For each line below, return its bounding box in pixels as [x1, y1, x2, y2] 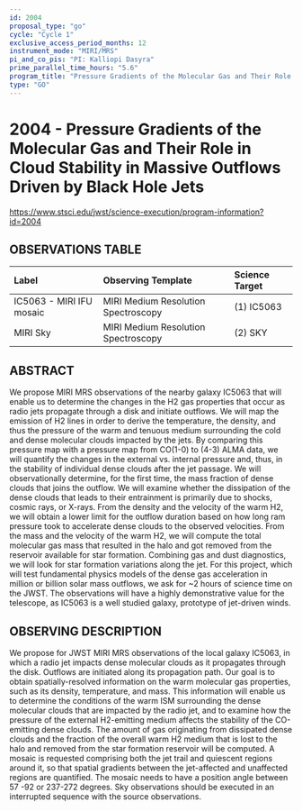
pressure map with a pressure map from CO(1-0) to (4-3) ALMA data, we [9, 444, 279, 455]
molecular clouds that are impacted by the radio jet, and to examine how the [9, 705, 291, 715]
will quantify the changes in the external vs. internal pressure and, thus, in [9, 454, 283, 465]
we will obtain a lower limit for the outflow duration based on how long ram [9, 511, 286, 523]
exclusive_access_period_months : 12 [9, 38, 147, 48]
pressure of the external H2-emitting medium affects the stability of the [9, 715, 274, 725]
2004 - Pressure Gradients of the [9, 119, 262, 140]
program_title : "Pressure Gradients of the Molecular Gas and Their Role [9, 72, 292, 81]
